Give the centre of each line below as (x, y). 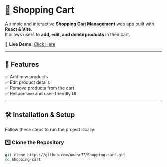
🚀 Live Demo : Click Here (30, 44)
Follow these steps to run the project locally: (50, 129)
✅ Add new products (27, 76)
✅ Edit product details (28, 82)
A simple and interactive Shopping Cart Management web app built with (80, 24)
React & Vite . (19, 29)
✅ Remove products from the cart (40, 88)
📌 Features (22, 65)
